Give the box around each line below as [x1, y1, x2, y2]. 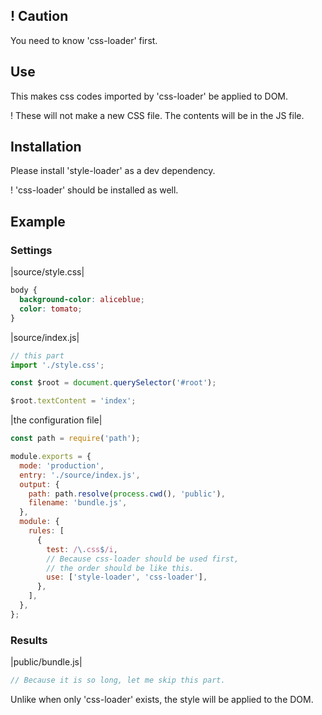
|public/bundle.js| [10, 656, 83, 668]
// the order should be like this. [46, 563, 195, 573]
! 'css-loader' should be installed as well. [10, 184, 179, 196]
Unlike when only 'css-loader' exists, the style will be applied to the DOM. [10, 693, 314, 705]
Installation [10, 139, 82, 156]
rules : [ [28, 526, 65, 536]
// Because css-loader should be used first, [46, 554, 240, 564]
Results [10, 633, 48, 647]
